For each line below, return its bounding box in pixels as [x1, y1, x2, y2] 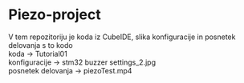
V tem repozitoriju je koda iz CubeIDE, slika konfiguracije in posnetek [8, 32, 236, 41]
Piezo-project [8, 6, 102, 24]
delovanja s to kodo [8, 40, 74, 49]
